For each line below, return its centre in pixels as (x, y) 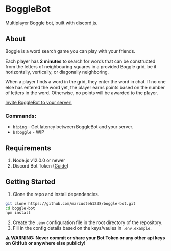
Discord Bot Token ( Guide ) (41, 165)
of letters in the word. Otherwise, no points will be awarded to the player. (82, 93)
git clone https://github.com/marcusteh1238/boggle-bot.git (71, 203)
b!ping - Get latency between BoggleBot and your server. (73, 127)
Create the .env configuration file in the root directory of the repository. (88, 222)
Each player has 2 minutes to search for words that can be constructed (80, 61)
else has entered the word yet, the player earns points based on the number (85, 87)
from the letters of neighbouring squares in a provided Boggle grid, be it (81, 66)
